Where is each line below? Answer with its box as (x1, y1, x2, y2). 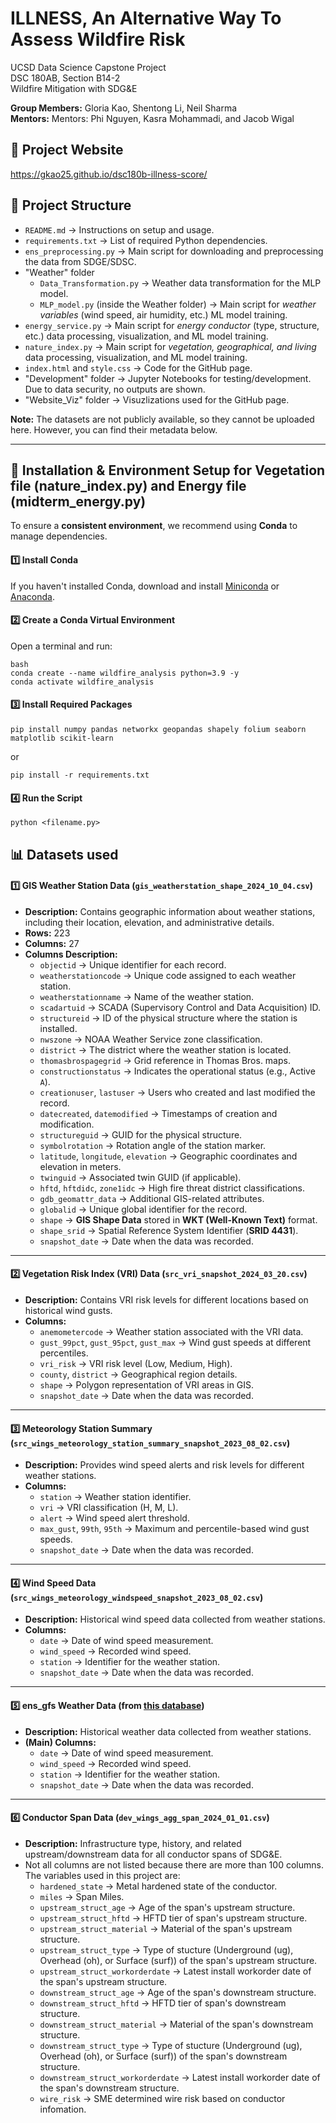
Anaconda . (10, 590, 55, 602)
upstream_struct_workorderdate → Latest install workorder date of (39, 1965, 312, 1977)
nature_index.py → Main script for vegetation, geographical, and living (24, 340, 317, 352)
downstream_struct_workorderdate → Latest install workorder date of (39, 2071, 321, 2083)
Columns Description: (24, 948, 118, 960)
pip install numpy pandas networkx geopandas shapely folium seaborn (10, 724, 307, 734)
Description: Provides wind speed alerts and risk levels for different (24, 1459, 305, 1471)
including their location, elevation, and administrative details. (24, 916, 275, 928)
